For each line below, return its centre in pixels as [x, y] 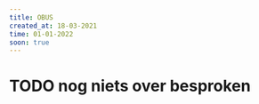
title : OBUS [31, 17]
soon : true [29, 42]
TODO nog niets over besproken [130, 86]
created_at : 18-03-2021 [53, 26]
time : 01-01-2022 [41, 34]
